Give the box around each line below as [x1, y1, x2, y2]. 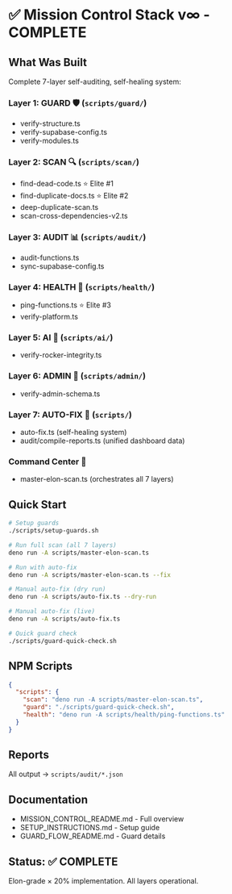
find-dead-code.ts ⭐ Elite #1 [19, 178, 114, 188]
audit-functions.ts [19, 253, 80, 262]
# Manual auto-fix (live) [8, 608, 95, 616]
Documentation [8, 792, 89, 806]
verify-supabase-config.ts [19, 127, 107, 137]
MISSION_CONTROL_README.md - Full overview [19, 814, 184, 824]
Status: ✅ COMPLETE [8, 854, 118, 868]
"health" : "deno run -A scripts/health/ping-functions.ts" [23, 711, 226, 719]
